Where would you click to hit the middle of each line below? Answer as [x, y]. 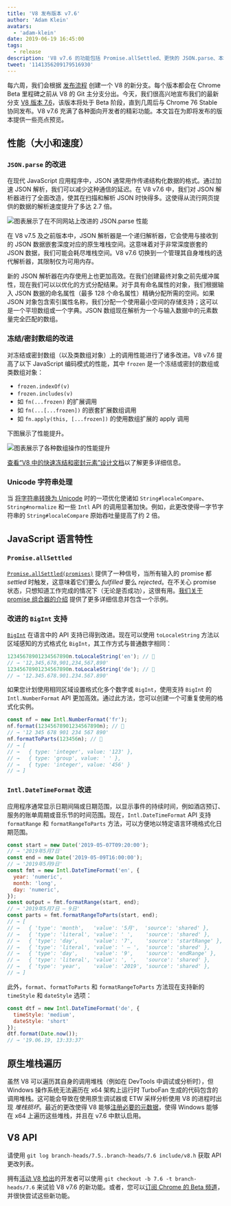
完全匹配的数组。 [37, 319]
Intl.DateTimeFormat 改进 [49, 790]
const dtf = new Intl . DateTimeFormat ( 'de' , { [73, 1008]
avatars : [20, 26]
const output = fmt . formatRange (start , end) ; [73, 902]
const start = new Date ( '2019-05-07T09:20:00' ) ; [78, 845]
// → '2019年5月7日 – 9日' [44, 909]
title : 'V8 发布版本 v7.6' [44, 13]
